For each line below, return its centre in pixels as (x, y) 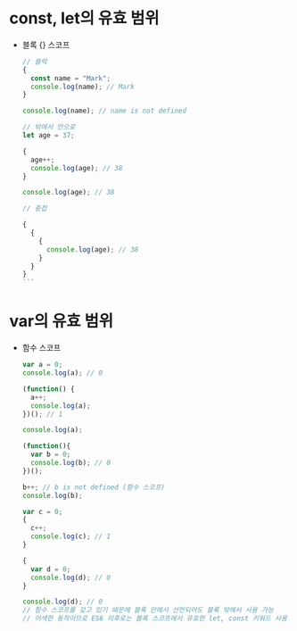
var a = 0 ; (42, 365)
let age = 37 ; (48, 136)
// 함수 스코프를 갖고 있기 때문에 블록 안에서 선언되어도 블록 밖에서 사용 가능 (148, 610)
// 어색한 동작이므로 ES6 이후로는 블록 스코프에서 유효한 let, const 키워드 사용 (155, 619)
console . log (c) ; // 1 (71, 536)
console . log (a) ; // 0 (62, 373)
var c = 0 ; (42, 511)
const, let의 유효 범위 (84, 18)
